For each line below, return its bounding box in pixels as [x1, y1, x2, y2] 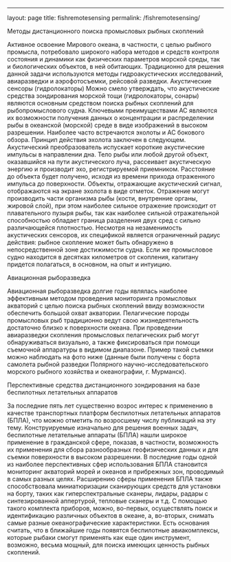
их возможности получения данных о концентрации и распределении [7, 114, 214, 121]
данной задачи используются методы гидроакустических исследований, [7, 70, 223, 78]
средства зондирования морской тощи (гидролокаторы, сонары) [7, 92, 199, 100]
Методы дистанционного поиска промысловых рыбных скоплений [7, 27, 204, 35]
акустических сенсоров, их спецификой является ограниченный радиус [7, 231, 221, 239]
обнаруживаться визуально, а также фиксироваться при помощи [7, 339, 200, 346]
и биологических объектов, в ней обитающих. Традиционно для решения [7, 63, 224, 70]
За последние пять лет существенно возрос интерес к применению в [7, 401, 213, 410]
